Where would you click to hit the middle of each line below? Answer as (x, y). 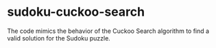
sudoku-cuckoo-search (76, 12)
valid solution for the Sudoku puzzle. (59, 38)
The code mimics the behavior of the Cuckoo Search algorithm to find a (108, 31)
